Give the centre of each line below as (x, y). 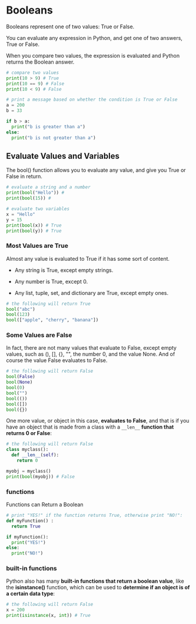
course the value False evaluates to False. (57, 360)
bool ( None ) (19, 382)
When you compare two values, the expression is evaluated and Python (93, 55)
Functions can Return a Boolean (45, 504)
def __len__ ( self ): (35, 455)
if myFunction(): (27, 537)
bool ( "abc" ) (21, 309)
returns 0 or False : (29, 433)
